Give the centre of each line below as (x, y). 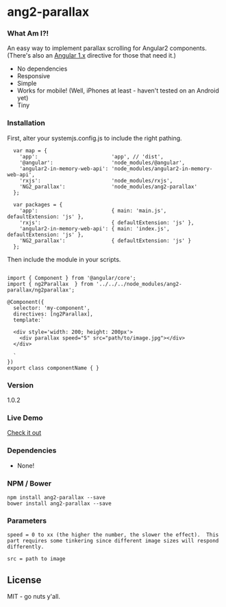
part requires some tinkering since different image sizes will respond (113, 541)
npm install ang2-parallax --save (56, 497)
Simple (27, 84)
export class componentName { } (53, 368)
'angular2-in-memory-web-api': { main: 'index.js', (95, 228)
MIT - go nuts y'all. (34, 597)
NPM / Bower (29, 483)
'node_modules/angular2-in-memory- (162, 169)
